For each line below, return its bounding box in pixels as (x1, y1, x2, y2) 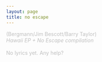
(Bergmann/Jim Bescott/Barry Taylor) (6, 30, 97, 37)
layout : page (6, 8, 38, 15)
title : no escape (6, 14, 49, 20)
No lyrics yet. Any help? (6, 49, 64, 56)
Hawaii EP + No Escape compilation (6, 37, 94, 44)
